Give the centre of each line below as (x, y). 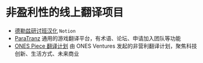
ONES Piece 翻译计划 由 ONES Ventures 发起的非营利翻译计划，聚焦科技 (106, 46)
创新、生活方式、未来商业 (47, 53)
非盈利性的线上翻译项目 (65, 13)
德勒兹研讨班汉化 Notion (45, 31)
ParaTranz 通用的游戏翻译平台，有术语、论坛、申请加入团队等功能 (98, 38)
